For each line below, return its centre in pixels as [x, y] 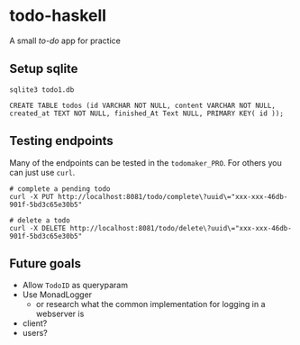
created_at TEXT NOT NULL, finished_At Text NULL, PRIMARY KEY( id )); [146, 113]
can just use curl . [42, 172]
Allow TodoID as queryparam [75, 286]
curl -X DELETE [38, 228]
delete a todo [44, 220]
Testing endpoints [62, 141]
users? [35, 333]
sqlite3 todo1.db [42, 90]
